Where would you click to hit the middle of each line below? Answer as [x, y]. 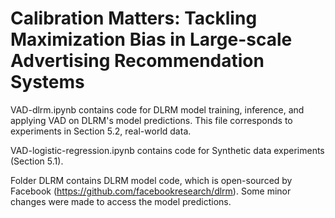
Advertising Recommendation [137, 61]
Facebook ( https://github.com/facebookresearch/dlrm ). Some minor [151, 191]
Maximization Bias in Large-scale [151, 39]
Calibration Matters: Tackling [134, 18]
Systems [47, 82]
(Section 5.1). [37, 161]
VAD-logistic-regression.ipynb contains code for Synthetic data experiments [167, 150]
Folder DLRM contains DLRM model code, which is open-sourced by [151, 180]
